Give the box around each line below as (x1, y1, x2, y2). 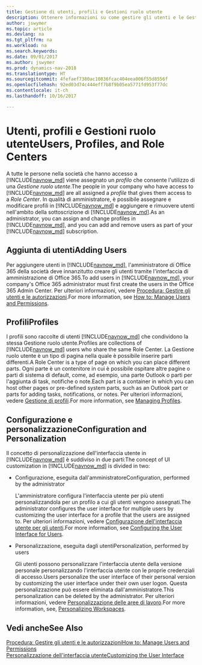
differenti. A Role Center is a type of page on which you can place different (6, 358, 191, 366)
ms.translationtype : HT (6, 71, 66, 77)
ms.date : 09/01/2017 (6, 54, 58, 60)
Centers (6, 150, 47, 164)
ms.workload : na (6, 43, 47, 49)
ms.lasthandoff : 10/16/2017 (6, 93, 77, 99)
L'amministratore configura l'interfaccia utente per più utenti (14, 492, 164, 500)
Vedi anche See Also (6, 623, 83, 633)
